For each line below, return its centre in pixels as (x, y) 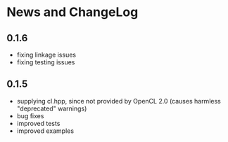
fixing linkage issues (46, 55)
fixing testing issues (46, 62)
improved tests (38, 123)
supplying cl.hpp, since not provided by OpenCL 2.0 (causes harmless (119, 101)
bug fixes (30, 115)
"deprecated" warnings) (52, 108)
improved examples (45, 131)
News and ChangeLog (72, 12)
